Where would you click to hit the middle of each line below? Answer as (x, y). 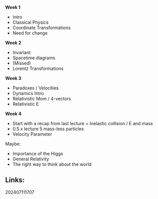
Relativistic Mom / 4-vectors (42, 98)
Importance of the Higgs (38, 154)
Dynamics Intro (28, 93)
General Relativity (31, 159)
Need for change (30, 33)
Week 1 (13, 7)
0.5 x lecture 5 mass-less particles (48, 129)
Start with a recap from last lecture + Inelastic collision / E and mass (83, 123)
